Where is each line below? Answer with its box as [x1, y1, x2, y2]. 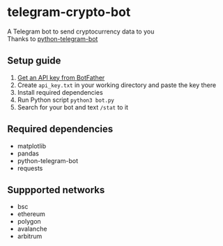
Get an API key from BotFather [17, 73, 105, 82]
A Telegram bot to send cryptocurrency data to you [7, 27, 155, 36]
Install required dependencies [17, 88, 103, 96]
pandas [17, 149, 40, 157]
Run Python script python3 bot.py [17, 95, 115, 104]
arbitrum [17, 232, 43, 240]
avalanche [17, 224, 47, 233]
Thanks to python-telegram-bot [7, 34, 98, 43]
